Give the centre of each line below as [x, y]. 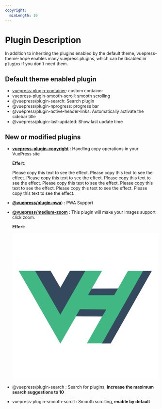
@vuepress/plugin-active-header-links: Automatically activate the [78, 111]
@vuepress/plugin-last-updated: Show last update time [67, 122]
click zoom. [24, 217]
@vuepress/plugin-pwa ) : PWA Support [53, 203]
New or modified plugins [43, 137]
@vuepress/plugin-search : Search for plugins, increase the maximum [83, 387]
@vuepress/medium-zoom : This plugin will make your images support [84, 212]
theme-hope [17, 59]
